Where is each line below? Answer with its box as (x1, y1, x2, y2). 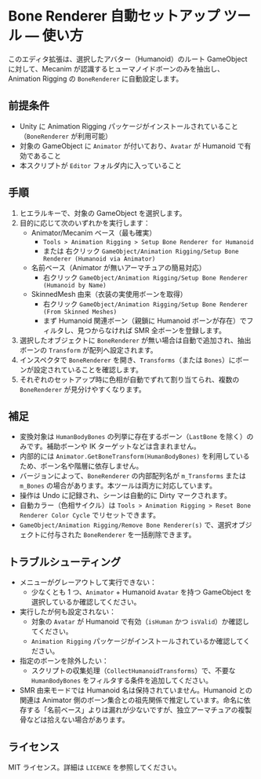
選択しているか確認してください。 (31, 598, 141, 607)
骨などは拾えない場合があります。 (19, 715, 129, 725)
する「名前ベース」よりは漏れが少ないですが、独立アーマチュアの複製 (26, 705, 252, 715)
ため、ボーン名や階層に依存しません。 (19, 461, 143, 471)
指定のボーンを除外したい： (19, 656, 110, 666)
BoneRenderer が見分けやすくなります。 (19, 384, 147, 393)
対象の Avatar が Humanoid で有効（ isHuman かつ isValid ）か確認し (31, 617, 249, 627)
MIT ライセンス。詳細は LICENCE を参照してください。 (8, 763, 182, 772)
